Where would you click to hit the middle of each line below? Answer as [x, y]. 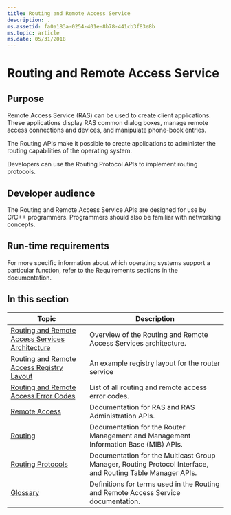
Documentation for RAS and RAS [142, 407]
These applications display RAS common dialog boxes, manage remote [108, 123]
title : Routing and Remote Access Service [69, 13]
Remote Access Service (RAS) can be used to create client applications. [109, 115]
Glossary [25, 492]
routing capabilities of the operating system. [70, 151]
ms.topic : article [33, 33]
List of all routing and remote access [148, 387]
